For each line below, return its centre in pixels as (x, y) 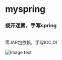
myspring (25, 9)
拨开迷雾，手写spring (31, 26)
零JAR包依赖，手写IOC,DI (31, 43)
